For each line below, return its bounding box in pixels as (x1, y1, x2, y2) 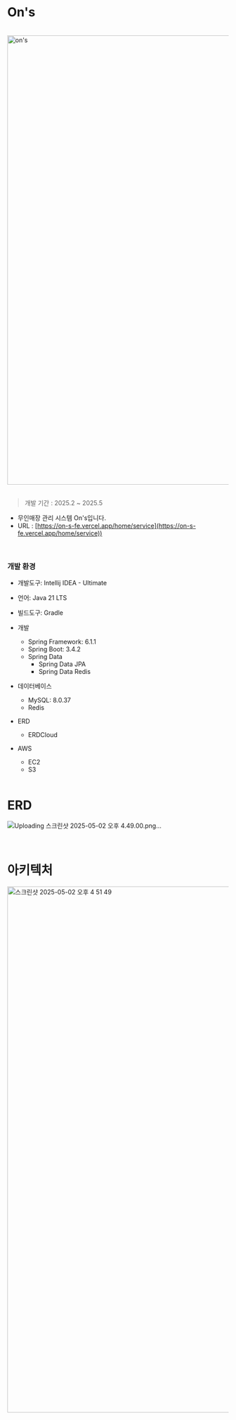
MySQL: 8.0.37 (27, 696, 72, 705)
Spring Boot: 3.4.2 (27, 645, 81, 653)
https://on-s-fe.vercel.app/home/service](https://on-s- (37, 521, 197, 530)
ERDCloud (27, 731, 58, 739)
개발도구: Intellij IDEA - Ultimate (17, 579, 107, 587)
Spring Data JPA (38, 660, 86, 668)
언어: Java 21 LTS (17, 594, 67, 602)
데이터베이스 (17, 682, 53, 691)
